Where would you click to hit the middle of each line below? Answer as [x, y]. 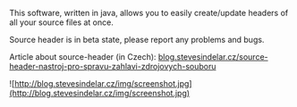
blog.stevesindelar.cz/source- [213, 57]
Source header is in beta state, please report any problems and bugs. [137, 40]
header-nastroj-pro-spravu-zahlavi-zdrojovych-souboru [113, 66]
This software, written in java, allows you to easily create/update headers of [149, 13]
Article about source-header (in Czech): [83, 57]
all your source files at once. [61, 22]
